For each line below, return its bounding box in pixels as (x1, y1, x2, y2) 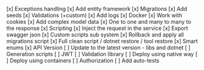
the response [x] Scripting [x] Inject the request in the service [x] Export (6, 24, 188, 32)
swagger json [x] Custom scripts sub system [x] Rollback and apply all (6, 31, 184, 38)
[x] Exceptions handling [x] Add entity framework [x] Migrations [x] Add (6, 5, 187, 12)
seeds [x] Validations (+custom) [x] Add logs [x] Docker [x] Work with (6, 12, 183, 19)
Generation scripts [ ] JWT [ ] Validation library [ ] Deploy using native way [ (6, 51, 198, 57)
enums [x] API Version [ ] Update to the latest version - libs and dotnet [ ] (6, 44, 191, 51)
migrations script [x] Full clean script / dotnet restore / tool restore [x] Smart (6, 38, 198, 44)
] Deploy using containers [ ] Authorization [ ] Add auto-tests (6, 57, 159, 64)
